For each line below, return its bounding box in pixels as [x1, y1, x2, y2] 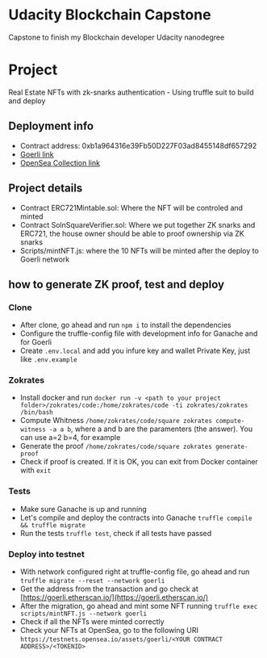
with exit [19, 466, 52, 476]
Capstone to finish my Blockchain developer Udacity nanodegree [8, 32, 225, 42]
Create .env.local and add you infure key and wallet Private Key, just [19, 346, 251, 356]
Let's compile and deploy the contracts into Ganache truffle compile [19, 513, 252, 522]
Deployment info [8, 119, 94, 133]
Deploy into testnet [8, 548, 85, 560]
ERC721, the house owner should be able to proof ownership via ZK [19, 228, 244, 238]
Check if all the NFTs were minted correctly [19, 617, 165, 627]
